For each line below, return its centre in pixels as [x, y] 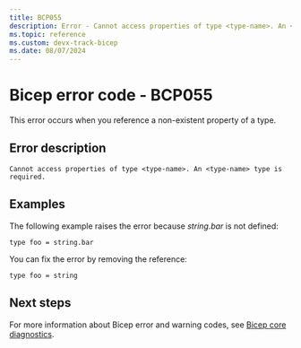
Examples [37, 204]
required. [28, 177]
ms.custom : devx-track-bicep [64, 43]
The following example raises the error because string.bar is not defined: [144, 226]
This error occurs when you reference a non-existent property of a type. [143, 120]
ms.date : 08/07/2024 [48, 51]
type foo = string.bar [52, 242]
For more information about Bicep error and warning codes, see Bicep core [148, 325]
